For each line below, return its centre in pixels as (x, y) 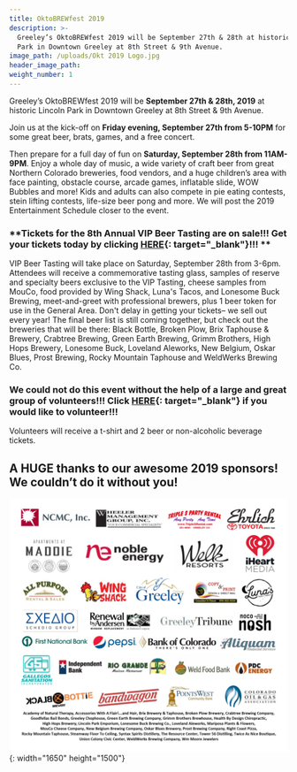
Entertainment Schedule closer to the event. (89, 210)
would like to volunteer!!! (64, 412)
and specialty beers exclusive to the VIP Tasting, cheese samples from (138, 282)
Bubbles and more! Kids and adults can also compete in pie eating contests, (147, 191)
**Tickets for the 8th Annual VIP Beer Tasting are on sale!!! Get (148, 233)
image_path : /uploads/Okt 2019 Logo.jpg (85, 56)
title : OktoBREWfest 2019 (57, 19)
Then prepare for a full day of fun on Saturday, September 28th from (136, 154)
